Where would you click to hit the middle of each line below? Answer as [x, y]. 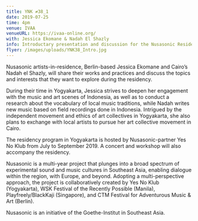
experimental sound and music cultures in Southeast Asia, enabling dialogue [99, 170]
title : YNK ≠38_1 [27, 11]
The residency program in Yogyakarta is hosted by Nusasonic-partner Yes [96, 140]
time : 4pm [18, 22]
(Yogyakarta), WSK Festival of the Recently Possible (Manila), [81, 189]
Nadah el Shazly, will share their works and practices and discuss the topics [98, 73]
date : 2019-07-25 [27, 17]
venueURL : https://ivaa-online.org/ [51, 34]
